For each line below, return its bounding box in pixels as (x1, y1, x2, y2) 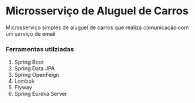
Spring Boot (14, 58, 44, 66)
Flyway (14, 84, 32, 91)
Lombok (14, 77, 35, 85)
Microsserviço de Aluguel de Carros (5, 4, 189, 18)
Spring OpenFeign (14, 71, 59, 79)
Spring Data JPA (14, 65, 55, 72)
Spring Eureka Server (14, 90, 67, 98)
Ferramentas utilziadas (5, 45, 74, 53)
